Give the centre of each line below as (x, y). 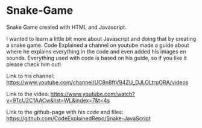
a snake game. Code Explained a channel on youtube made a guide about (98, 45)
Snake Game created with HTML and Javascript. (66, 27)
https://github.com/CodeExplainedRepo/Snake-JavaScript (78, 118)
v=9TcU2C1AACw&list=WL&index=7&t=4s (58, 100)
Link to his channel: (30, 76)
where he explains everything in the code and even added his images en (96, 51)
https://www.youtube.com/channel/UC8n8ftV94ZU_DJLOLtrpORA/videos (97, 82)
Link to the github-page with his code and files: (65, 112)
